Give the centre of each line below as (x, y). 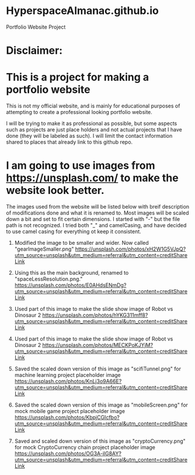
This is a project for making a (78, 77)
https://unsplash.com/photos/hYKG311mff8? (95, 315)
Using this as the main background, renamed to (72, 273)
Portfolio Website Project (36, 27)
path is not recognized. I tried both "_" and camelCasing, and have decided (96, 225)
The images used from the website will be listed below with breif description (98, 207)
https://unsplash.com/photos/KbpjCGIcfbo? (67, 417)
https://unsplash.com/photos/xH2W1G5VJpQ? (130, 249)
